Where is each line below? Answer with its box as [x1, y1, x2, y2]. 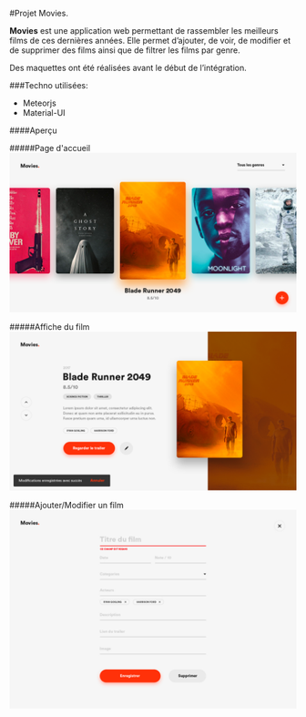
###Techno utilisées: [9, 80, 88, 90]
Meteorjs [22, 97, 56, 108]
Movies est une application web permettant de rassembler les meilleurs [9, 26, 280, 36]
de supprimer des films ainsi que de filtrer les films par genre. [9, 45, 241, 56]
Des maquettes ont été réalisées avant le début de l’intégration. [9, 63, 248, 73]
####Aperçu [9, 125, 57, 136]
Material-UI [22, 108, 66, 118]
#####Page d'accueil [9, 143, 91, 153]
